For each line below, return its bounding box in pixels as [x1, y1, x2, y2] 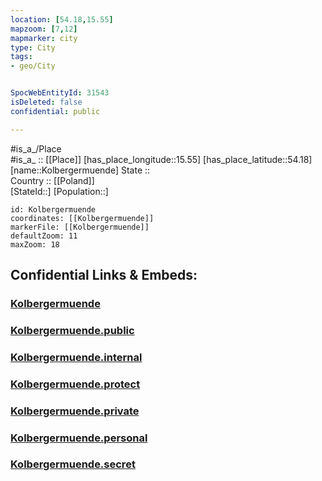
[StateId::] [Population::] [10, 185, 109, 197]
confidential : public [10, 106, 101, 116]
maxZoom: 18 [10, 239, 60, 250]
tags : [10, 52, 33, 62]
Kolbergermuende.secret [10, 457, 136, 471]
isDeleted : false [10, 97, 83, 107]
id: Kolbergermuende [10, 204, 97, 215]
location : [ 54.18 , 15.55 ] [10, 14, 114, 25]
